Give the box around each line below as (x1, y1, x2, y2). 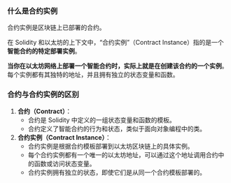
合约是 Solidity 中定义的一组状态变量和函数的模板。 (27, 115, 176, 124)
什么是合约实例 (7, 6, 58, 15)
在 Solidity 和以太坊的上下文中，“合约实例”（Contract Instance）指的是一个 (7, 38, 224, 47)
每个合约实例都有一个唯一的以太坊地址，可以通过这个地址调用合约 (27, 150, 218, 159)
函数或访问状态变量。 (34, 159, 96, 168)
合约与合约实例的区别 (7, 89, 79, 99)
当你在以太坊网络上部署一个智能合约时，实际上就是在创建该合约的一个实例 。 (7, 61, 228, 71)
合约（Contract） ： (17, 107, 72, 115)
